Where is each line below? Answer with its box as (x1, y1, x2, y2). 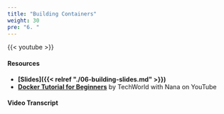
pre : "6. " (7, 23, 40, 30)
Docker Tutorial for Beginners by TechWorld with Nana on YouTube (17, 82, 217, 91)
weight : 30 (7, 17, 40, 24)
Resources (7, 59, 41, 67)
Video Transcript (7, 98, 58, 107)
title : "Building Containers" (7, 10, 97, 18)
